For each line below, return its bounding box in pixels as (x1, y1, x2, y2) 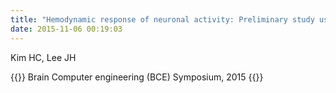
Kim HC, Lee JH (10, 51, 77, 63)
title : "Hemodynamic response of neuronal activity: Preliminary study (10, 14, 315, 25)
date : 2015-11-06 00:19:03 (10, 24, 123, 34)
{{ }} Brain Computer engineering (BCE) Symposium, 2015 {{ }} (10, 71, 264, 83)
